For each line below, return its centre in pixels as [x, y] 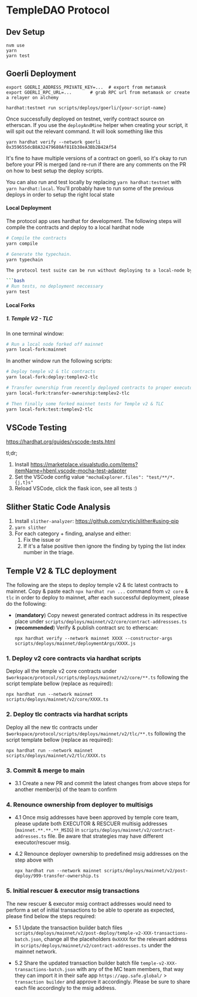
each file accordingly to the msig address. [65, 988]
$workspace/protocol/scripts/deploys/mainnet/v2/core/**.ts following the [97, 678]
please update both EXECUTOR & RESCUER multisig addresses [91, 823]
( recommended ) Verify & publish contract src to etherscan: [86, 628]
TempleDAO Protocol [58, 10]
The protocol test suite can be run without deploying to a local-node [95, 270]
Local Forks [21, 305]
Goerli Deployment [41, 74]
